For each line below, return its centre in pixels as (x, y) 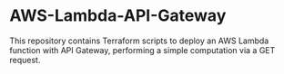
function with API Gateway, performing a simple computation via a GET (142, 50)
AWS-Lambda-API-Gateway (118, 16)
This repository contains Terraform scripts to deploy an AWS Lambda (139, 41)
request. (25, 60)
